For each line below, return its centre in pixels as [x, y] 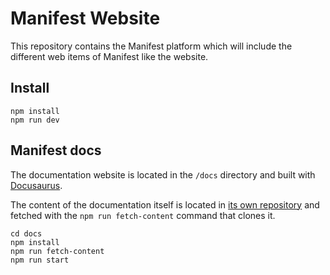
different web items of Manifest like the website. [109, 56]
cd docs [26, 233]
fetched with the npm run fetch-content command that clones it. [143, 215]
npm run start [40, 260]
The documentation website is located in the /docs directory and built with [163, 174]
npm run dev [35, 120]
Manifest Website [85, 18]
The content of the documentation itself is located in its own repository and [165, 204]
